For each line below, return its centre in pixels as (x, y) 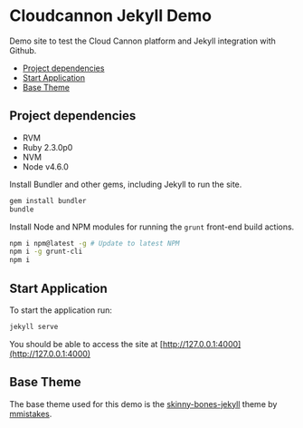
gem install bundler (48, 200)
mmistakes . (31, 413)
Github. (23, 50)
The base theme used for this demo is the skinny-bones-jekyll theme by (143, 404)
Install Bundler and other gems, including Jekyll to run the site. (126, 184)
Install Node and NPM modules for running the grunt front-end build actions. (152, 227)
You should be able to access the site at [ (86, 344)
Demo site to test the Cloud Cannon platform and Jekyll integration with (142, 41)
